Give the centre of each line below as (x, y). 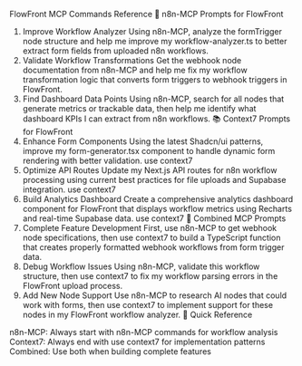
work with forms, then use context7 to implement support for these (148, 305)
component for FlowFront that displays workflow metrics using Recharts (157, 209)
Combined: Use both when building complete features (110, 352)
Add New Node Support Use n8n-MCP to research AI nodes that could (155, 295)
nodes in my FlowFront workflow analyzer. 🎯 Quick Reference (137, 314)
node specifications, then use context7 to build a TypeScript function (151, 237)
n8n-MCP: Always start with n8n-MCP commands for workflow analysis (144, 332)
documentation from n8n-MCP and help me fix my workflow (135, 70)
